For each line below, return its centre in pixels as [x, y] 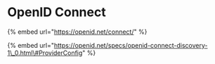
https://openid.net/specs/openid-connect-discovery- [131, 45]
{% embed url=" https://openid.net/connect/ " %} [77, 32]
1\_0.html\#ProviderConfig [45, 53]
